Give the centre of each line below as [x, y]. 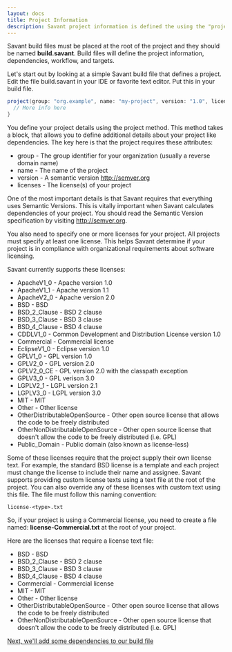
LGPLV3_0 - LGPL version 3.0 [59, 393]
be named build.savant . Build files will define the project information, [106, 53]
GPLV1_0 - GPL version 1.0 [55, 356]
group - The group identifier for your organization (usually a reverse [114, 156]
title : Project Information [48, 20]
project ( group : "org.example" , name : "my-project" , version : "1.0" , [108, 102]
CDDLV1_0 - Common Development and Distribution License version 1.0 [119, 334]
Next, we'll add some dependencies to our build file [80, 641]
